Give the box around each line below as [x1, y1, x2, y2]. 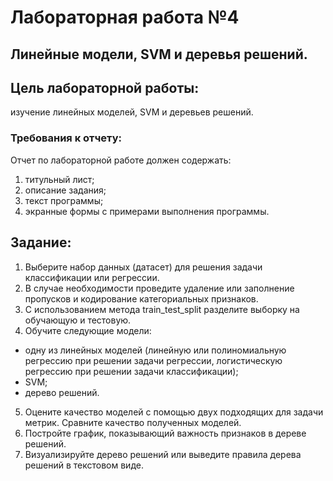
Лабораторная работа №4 [10, 6, 240, 29]
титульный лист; [24, 173, 95, 185]
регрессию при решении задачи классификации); [24, 365, 239, 377]
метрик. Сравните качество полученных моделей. [24, 416, 242, 428]
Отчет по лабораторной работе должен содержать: [10, 154, 232, 166]
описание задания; [24, 184, 107, 196]
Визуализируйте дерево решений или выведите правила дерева [24, 448, 302, 460]
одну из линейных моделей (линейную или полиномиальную [24, 344, 287, 356]
